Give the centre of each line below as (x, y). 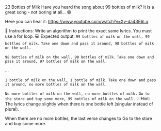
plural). (12, 109)
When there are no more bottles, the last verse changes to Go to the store (79, 118)
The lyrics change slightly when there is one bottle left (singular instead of (79, 104)
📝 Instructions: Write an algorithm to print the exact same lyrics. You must (78, 31)
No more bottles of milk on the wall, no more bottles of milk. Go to (77, 94)
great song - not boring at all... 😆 (38, 12)
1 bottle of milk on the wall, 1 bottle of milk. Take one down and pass (80, 80)
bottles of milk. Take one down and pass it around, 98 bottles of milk (80, 44)
